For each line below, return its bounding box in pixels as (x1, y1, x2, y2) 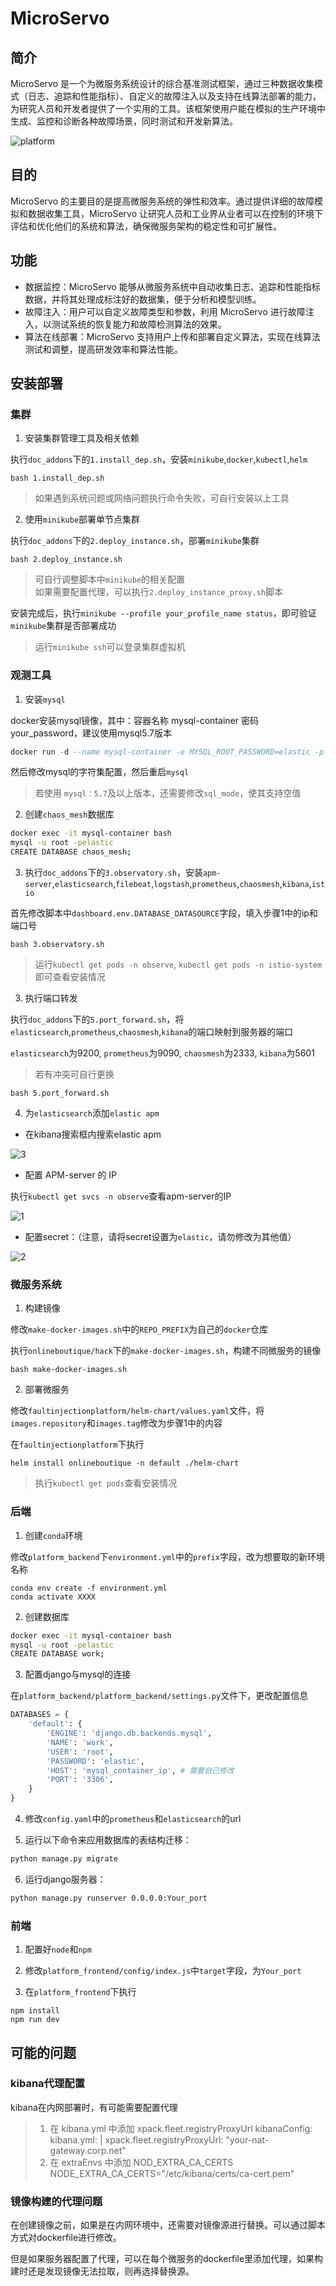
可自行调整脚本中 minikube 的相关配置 (34, 573, 186, 586)
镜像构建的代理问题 (10, 2194, 103, 2208)
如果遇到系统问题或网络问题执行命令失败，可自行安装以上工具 (34, 492, 290, 504)
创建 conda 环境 (24, 1529, 83, 1541)
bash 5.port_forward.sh (10, 1088, 110, 1099)
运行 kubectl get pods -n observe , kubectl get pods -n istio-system (34, 958, 323, 971)
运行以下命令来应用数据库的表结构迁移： (24, 1834, 192, 1846)
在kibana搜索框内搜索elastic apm (24, 1128, 162, 1141)
